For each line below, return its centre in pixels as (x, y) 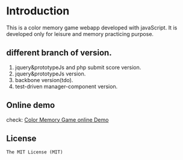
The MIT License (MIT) (35, 152)
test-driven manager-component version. (66, 86)
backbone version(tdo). (44, 80)
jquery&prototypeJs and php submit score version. (78, 67)
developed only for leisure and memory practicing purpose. (80, 34)
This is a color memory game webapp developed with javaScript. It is (92, 28)
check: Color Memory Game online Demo (57, 120)
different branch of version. (59, 53)
